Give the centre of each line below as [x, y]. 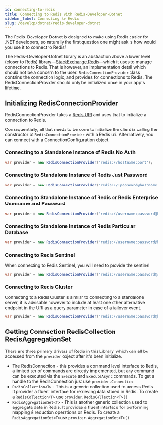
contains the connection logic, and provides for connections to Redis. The [79, 77]
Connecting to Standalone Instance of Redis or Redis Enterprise [81, 198]
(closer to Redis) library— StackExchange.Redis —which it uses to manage [79, 62]
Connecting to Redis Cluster [39, 287]
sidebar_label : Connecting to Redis [42, 18]
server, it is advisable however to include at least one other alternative [75, 303]
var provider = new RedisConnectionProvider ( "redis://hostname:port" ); [79, 163]
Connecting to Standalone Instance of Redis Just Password [76, 175]
